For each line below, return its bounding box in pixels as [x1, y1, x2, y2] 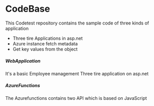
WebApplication [5, 58, 41, 64]
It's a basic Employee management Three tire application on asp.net [5, 70, 149, 76]
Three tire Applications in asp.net [12, 35, 83, 41]
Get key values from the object [12, 46, 78, 52]
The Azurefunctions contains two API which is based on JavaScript [5, 95, 147, 101]
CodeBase [5, 3, 50, 15]
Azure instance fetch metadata [12, 40, 78, 46]
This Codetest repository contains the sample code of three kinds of [5, 20, 149, 26]
